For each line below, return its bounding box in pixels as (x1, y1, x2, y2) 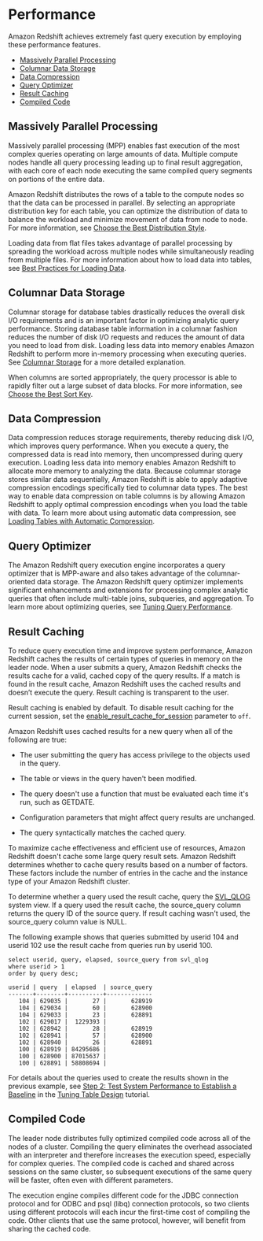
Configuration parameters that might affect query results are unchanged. (19, 813, 256, 822)
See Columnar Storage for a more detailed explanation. (8, 357, 186, 367)
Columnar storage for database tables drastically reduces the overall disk (8, 307, 246, 317)
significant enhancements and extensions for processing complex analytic (8, 585, 249, 595)
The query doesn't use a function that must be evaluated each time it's (19, 789, 249, 798)
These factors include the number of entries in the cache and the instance (8, 869, 249, 877)
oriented (8, 577, 35, 587)
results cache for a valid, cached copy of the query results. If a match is (8, 671, 241, 680)
